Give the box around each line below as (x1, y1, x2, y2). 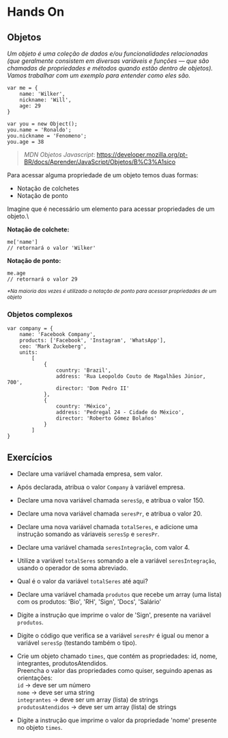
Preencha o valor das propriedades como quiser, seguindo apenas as (16, 667, 213, 675)
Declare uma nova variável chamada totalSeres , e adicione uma (16, 523, 198, 531)
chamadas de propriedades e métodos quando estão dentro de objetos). (7, 64, 213, 72)
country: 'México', (55, 403, 111, 410)
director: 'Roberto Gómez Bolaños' (55, 415, 157, 422)
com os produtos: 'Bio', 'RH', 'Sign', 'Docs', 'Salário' (16, 598, 162, 606)
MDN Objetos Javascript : (23, 151, 96, 158)
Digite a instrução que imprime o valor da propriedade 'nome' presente (16, 716, 217, 724)
